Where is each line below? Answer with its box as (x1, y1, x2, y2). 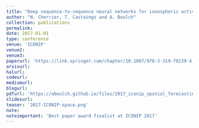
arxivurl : (6, 63, 31, 70)
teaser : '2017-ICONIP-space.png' (6, 101, 89, 108)
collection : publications (6, 19, 70, 25)
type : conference (6, 36, 49, 42)
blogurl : (6, 86, 28, 91)
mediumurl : (6, 80, 33, 86)
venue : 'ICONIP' (6, 42, 46, 48)
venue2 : (6, 47, 25, 53)
